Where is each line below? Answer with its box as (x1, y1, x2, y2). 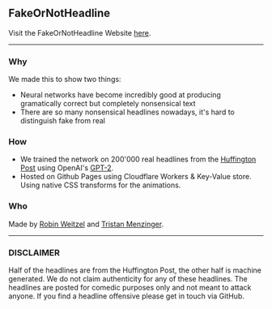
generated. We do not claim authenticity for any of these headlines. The (8, 274, 249, 283)
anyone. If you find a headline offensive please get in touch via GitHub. (8, 291, 244, 301)
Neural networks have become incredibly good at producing (19, 90, 221, 100)
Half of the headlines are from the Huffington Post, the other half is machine (8, 265, 261, 275)
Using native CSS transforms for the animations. (19, 180, 181, 190)
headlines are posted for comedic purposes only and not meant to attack (8, 283, 252, 292)
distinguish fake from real (19, 116, 105, 126)
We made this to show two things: (8, 75, 121, 84)
